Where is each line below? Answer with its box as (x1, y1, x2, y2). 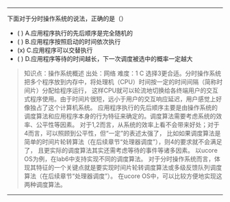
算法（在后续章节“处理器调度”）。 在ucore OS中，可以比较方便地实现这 (23, 172, 222, 180)
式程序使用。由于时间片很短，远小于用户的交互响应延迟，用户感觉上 (23, 95, 216, 103)
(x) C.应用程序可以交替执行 (16, 46, 93, 54)
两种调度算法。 (23, 181, 66, 188)
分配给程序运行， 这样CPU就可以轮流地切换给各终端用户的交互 (42, 86, 219, 94)
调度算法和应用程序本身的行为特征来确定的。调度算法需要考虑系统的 (23, 112, 216, 120)
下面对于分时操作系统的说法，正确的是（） (7, 14, 127, 23)
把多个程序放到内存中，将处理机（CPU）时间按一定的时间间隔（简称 (23, 78, 217, 86)
